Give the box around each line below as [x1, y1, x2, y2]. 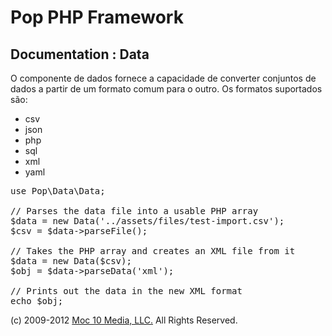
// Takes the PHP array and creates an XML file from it [10, 246, 296, 256]
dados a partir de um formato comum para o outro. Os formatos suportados [10, 83, 323, 95]
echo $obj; [10, 296, 64, 306]
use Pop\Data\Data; [10, 186, 106, 196]
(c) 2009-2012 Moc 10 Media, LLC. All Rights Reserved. [10, 314, 238, 326]
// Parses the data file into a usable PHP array [10, 206, 259, 216]
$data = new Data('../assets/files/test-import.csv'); [10, 216, 285, 226]
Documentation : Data [10, 46, 150, 63]
